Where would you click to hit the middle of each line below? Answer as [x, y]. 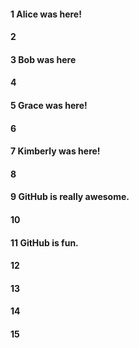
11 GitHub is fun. [44, 242]
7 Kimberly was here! [55, 151]
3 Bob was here [43, 59]
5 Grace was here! [49, 105]
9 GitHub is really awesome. [70, 197]
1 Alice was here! [46, 14]
